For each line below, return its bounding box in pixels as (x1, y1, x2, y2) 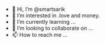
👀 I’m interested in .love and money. (11, 12, 100, 19)
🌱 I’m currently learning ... (11, 18, 76, 25)
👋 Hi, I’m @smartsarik (11, 6, 65, 12)
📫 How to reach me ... (11, 32, 68, 38)
